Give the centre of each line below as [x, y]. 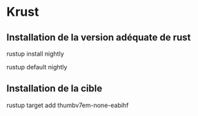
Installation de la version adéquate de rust [99, 37]
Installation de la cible [55, 89]
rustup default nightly [37, 67]
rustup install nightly [36, 54]
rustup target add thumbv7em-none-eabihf [68, 105]
